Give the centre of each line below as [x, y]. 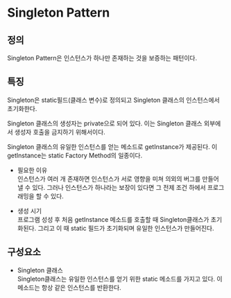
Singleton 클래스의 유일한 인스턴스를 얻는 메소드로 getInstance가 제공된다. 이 [112, 146]
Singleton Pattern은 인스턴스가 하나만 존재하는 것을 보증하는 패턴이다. [102, 58]
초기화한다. [22, 108]
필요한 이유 [32, 170]
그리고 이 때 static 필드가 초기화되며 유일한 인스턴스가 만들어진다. [126, 228]
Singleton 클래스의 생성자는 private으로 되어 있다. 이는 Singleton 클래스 [105, 123]
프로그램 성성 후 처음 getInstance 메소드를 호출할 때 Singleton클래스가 [113, 219]
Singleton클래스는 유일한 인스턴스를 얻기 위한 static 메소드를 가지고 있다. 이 [120, 279]
